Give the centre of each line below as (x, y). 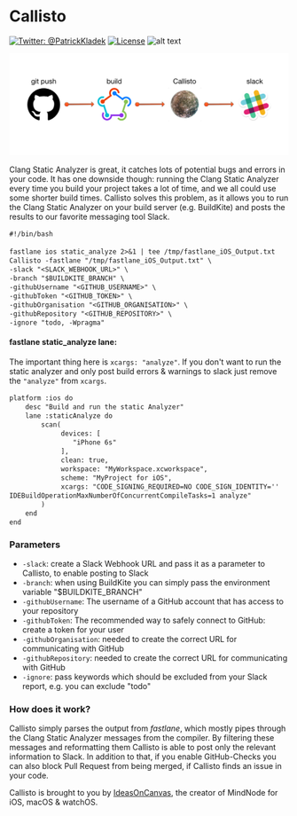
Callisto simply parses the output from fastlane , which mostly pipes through (148, 728)
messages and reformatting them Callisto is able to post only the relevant (143, 748)
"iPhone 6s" (94, 442)
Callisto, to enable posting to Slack (85, 573)
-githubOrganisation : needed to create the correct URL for (129, 639)
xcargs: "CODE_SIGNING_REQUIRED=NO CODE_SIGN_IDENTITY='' (170, 486)
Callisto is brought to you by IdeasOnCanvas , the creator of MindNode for (144, 793)
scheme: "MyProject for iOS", (117, 478)
